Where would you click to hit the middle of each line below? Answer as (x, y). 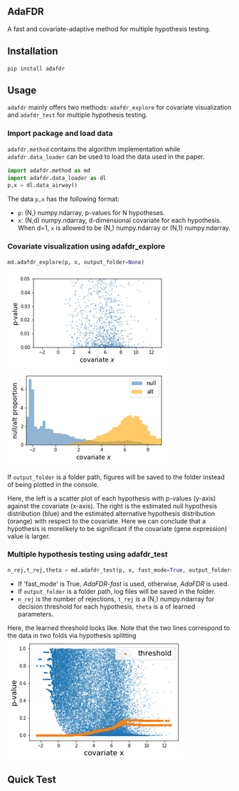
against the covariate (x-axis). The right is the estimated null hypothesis (112, 505)
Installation (33, 52)
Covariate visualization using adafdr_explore (86, 246)
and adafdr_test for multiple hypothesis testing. (78, 115)
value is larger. (29, 536)
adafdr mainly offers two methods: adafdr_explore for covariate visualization (119, 108)
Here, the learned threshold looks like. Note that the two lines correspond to (118, 628)
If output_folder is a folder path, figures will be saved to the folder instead (116, 477)
